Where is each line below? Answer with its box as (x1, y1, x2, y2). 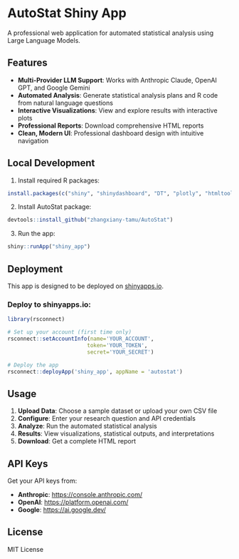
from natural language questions (17, 98, 114, 107)
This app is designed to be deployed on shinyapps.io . (7, 282, 164, 290)
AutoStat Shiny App (7, 5, 127, 21)
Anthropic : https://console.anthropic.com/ (17, 491, 143, 499)
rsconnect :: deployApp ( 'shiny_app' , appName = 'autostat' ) (7, 368, 183, 375)
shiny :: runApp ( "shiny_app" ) (7, 243, 91, 250)
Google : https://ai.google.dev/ (17, 506, 107, 514)
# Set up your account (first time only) (7, 329, 132, 336)
